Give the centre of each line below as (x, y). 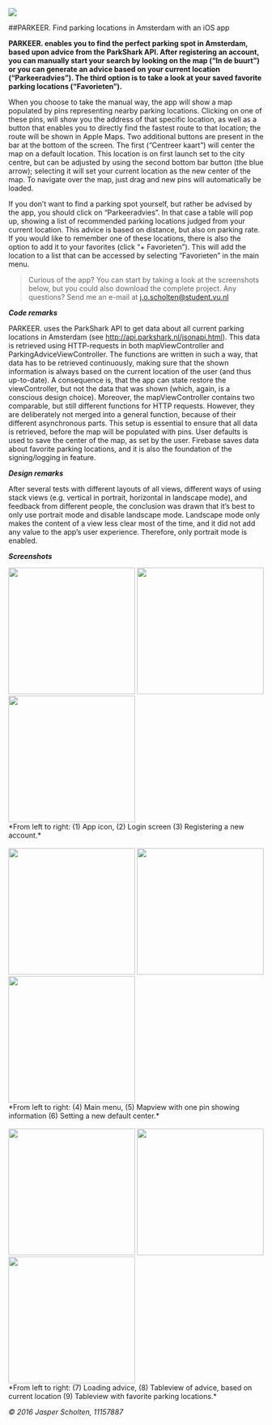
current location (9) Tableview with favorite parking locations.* (113, 1396)
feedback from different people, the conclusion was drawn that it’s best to (132, 506)
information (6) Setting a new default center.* (84, 1116)
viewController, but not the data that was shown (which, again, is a (119, 388)
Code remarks (33, 313)
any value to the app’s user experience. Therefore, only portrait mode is (128, 532)
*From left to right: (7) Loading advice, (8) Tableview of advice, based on (130, 1388)
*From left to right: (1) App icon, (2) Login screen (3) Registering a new (126, 827)
